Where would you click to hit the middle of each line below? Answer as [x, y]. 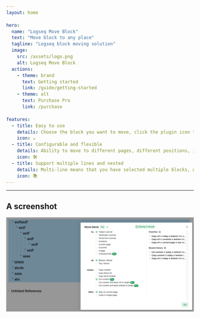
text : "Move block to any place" [53, 38]
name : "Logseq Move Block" [45, 32]
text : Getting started [50, 82]
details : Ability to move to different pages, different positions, [104, 151]
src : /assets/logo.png [45, 57]
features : [18, 119]
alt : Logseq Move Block [46, 63]
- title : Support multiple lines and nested [68, 163]
